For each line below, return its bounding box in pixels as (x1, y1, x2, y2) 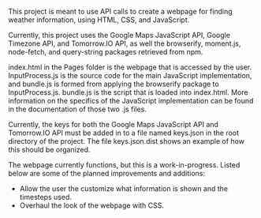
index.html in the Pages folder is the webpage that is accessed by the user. (8, 62, 252, 72)
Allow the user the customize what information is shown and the (19, 184, 229, 193)
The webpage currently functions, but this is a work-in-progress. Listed (8, 160, 240, 169)
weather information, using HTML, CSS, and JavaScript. (8, 15, 190, 24)
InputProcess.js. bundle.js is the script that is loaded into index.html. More (8, 88, 248, 97)
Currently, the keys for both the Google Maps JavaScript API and (8, 120, 219, 129)
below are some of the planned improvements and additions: (8, 169, 206, 178)
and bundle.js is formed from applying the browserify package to (8, 79, 219, 88)
